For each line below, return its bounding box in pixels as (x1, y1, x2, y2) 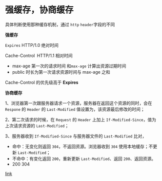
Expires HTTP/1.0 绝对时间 (5, 42, 59, 48)
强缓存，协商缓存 (5, 4, 74, 16)
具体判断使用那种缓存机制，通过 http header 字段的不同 (5, 21, 115, 27)
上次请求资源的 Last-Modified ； (5, 122, 69, 128)
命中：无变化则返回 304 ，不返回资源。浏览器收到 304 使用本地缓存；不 (12, 143, 153, 149)
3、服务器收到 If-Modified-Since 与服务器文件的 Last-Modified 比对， (5, 133, 147, 139)
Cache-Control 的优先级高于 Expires (5, 79, 79, 85)
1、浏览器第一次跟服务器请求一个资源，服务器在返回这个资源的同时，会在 (5, 100, 152, 106)
